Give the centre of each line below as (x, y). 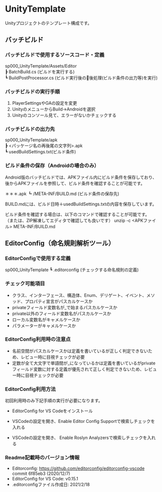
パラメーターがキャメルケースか (44, 326)
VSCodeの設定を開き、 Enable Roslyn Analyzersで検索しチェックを (80, 438)
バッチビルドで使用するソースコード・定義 (55, 55)
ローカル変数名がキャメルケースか (46, 319)
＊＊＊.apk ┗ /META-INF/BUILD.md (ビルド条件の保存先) (62, 194)
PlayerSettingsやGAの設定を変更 (45, 103)
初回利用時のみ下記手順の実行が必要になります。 (54, 401)
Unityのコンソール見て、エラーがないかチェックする (64, 115)
